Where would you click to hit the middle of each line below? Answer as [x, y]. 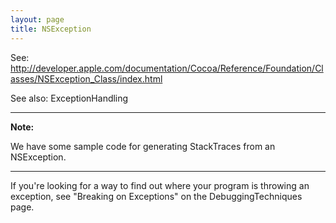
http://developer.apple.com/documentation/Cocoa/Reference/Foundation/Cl [167, 68]
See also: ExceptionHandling [69, 98]
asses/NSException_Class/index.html [86, 78]
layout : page [37, 19]
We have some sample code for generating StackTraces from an [143, 146]
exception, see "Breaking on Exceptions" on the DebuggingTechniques [156, 196]
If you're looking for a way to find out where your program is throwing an [160, 185]
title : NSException [51, 29]
